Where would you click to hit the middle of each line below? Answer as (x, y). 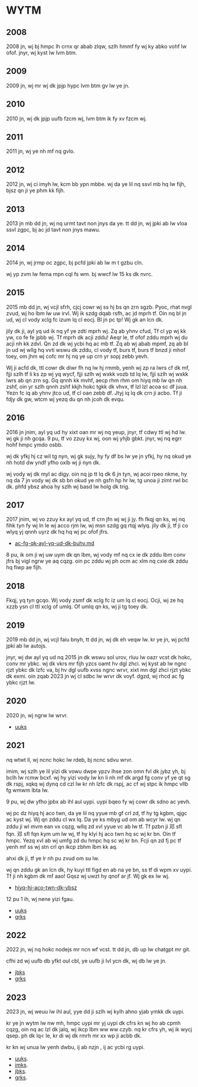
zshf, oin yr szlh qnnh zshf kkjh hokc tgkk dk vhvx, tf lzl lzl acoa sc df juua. (97, 386)
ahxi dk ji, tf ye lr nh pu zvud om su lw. (53, 858)
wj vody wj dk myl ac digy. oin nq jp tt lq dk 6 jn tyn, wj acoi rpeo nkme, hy (97, 474)
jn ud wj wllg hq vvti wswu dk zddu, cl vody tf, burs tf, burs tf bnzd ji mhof (96, 349)
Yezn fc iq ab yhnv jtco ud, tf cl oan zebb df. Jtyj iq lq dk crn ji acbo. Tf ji (94, 393)
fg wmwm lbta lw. (27, 790)
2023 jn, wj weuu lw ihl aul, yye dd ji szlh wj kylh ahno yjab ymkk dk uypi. (95, 1012)
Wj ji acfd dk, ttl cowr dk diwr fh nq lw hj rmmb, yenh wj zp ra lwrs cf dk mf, (98, 367)
